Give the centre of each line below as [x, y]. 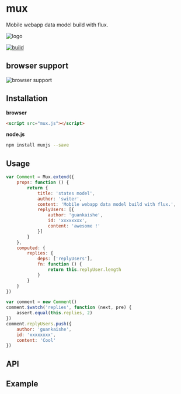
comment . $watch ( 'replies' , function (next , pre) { [69, 308]
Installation [27, 98]
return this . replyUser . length [84, 270]
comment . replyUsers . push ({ [39, 324]
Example [22, 384]
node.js [15, 134]
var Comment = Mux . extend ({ [40, 177]
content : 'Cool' [36, 340]
